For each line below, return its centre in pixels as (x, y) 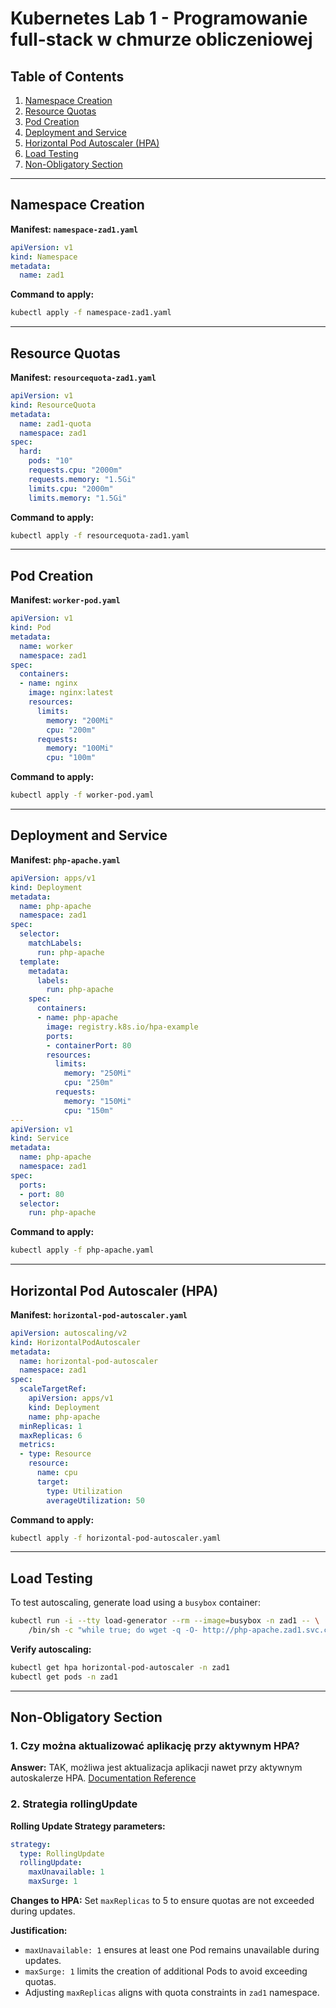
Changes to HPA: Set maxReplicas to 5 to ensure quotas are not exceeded (162, 1901)
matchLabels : (55, 943)
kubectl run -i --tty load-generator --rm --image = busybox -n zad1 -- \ (165, 1621)
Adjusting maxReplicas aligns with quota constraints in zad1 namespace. (172, 1993)
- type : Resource (55, 1454)
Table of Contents (67, 76)
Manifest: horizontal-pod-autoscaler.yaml (99, 1314)
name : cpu (57, 1473)
